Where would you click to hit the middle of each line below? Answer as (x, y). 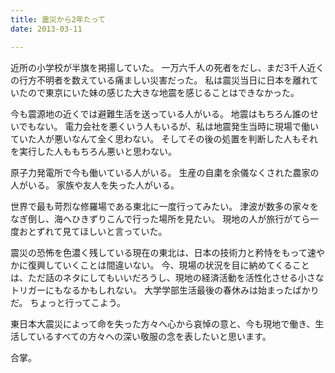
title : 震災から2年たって (58, 19)
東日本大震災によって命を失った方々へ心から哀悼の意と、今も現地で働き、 (163, 323)
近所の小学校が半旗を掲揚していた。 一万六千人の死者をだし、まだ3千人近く (167, 67)
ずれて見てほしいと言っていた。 (102, 231)
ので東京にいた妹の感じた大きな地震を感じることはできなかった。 (163, 92)
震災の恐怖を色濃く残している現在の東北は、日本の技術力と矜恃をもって (159, 252)
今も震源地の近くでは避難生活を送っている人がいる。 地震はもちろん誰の (160, 113)
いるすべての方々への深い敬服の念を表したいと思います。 (154, 336)
